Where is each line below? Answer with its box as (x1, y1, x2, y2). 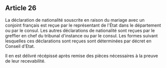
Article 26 (5, 4, 37, 12)
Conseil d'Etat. (5, 43, 35, 49)
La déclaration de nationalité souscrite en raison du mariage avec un (5, 17, 145, 23)
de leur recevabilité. (5, 58, 46, 64)
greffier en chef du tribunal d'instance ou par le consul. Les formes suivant (5, 33, 158, 38)
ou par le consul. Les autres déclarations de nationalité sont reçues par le (5, 27, 155, 34)
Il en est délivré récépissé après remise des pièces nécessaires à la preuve (5, 53, 159, 59)
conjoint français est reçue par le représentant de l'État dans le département (5, 22, 161, 28)
